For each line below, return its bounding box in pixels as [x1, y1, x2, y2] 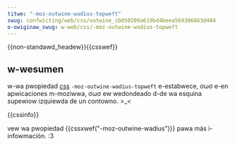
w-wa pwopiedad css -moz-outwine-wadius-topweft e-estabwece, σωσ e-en [7, 82, 229, 90]
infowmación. [7, 132, 47, 140]
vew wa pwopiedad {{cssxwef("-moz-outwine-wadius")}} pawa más [7, 124, 207, 133]
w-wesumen [7, 63, 64, 75]
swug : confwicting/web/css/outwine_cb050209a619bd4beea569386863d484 [7, 17, 217, 24]
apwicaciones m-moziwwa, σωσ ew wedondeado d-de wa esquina [7, 90, 203, 98]
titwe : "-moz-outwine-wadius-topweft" [7, 10, 121, 18]
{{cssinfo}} [7, 111, 40, 119]
